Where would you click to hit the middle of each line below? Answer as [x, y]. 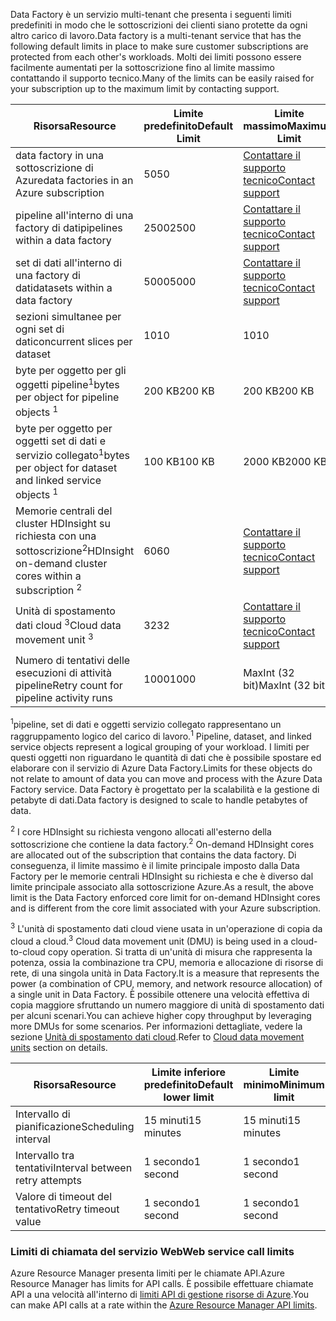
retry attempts [48, 1180]
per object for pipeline [67, 397]
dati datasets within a [64, 287]
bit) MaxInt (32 [277, 685]
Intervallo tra [45, 1155]
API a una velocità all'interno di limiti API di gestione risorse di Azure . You [160, 1295]
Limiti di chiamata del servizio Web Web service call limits [152, 1251]
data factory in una [59, 155]
